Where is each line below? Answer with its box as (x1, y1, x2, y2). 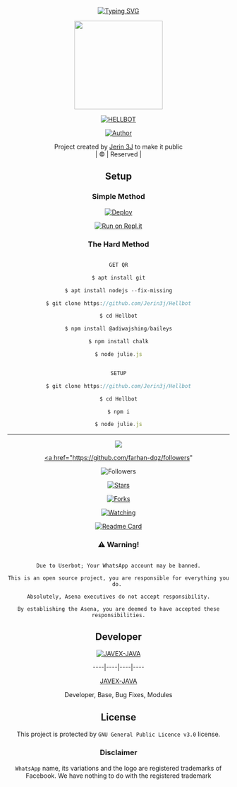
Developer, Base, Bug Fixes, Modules (64, 691, 173, 699)
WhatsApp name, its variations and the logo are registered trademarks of (15, 764, 222, 772)
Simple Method (92, 192, 145, 202)
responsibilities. (91, 611, 146, 619)
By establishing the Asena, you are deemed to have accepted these (17, 605, 220, 612)
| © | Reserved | (95, 150, 142, 159)
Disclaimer (99, 747, 138, 757)
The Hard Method (87, 239, 150, 249)
